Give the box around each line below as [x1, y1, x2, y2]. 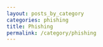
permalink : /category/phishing [6, 29, 97, 37]
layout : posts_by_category [6, 10, 84, 17]
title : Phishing [6, 23, 53, 30]
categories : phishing [6, 17, 69, 23]
